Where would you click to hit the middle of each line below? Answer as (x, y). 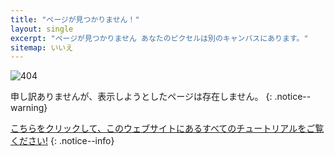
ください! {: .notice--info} (62, 141)
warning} (29, 108)
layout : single (42, 29)
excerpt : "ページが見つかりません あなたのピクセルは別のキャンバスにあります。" (159, 38)
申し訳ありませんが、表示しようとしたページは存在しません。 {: (141, 97)
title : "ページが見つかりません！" (75, 19)
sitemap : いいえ (42, 47)
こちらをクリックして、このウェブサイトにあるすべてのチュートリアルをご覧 (167, 128)
